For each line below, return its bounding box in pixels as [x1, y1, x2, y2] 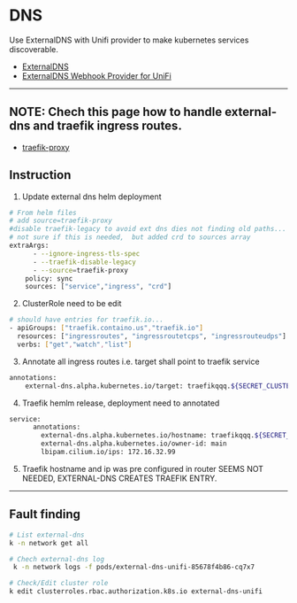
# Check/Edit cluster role [9, 579, 109, 588]
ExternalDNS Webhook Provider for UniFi [21, 70, 172, 81]
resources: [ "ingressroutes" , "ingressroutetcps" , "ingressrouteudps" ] [17, 332, 287, 341]
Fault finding [9, 506, 81, 522]
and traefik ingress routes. [33, 119, 183, 134]
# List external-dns [9, 530, 86, 539]
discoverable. [9, 43, 59, 54]
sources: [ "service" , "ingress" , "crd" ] [25, 282, 172, 291]
